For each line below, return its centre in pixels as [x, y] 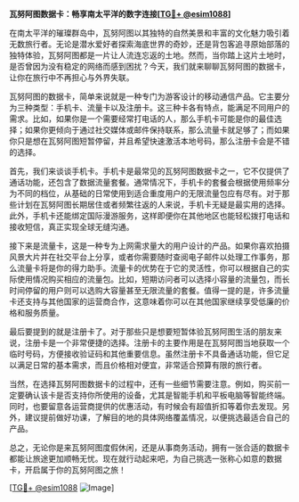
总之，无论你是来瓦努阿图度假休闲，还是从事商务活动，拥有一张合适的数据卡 [149, 448]
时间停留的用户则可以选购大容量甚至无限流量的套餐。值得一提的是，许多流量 [149, 290]
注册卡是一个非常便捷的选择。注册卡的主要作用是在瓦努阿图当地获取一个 [157, 343]
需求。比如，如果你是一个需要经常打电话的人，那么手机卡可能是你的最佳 [141, 119]
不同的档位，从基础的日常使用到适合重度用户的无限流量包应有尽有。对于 [149, 193]
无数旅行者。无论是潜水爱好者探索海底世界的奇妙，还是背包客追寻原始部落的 [149, 44]
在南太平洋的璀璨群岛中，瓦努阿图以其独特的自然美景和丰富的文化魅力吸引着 [149, 33]
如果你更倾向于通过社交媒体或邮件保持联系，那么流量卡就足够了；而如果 [157, 130]
